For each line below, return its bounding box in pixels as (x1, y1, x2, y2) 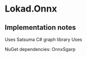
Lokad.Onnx (5, 3, 57, 15)
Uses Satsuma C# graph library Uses (5, 36, 82, 42)
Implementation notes (5, 23, 76, 32)
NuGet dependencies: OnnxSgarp (5, 46, 76, 52)
